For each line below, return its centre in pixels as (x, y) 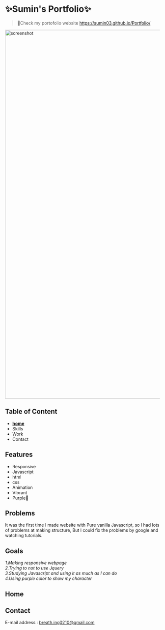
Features (19, 455)
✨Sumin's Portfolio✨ (48, 9)
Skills (18, 428)
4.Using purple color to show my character (49, 578)
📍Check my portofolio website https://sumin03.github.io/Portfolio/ (84, 23)
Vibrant (20, 492)
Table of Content (31, 412)
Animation (22, 487)
